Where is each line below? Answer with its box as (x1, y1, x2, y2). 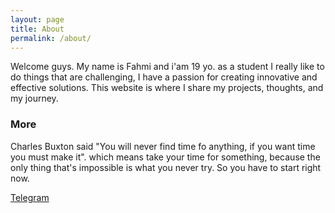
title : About (10, 24, 65, 34)
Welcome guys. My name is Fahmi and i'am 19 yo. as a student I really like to (10, 61, 325, 73)
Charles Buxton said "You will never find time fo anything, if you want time (10, 140, 316, 152)
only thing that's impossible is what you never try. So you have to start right (10, 161, 322, 173)
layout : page (10, 14, 65, 25)
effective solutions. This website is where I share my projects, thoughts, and (10, 82, 324, 94)
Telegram (10, 191, 50, 203)
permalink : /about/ (10, 33, 92, 43)
